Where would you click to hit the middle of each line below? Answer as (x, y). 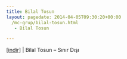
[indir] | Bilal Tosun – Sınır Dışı (43, 50)
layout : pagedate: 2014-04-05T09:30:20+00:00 (63, 17)
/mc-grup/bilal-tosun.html (45, 22)
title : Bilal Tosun (30, 12)
